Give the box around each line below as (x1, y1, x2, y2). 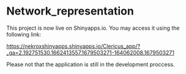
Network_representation (6, 4, 135, 18)
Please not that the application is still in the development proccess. (6, 61, 175, 68)
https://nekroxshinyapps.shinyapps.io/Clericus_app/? (6, 42, 141, 50)
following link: (6, 30, 42, 38)
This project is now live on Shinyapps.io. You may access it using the (6, 24, 180, 32)
